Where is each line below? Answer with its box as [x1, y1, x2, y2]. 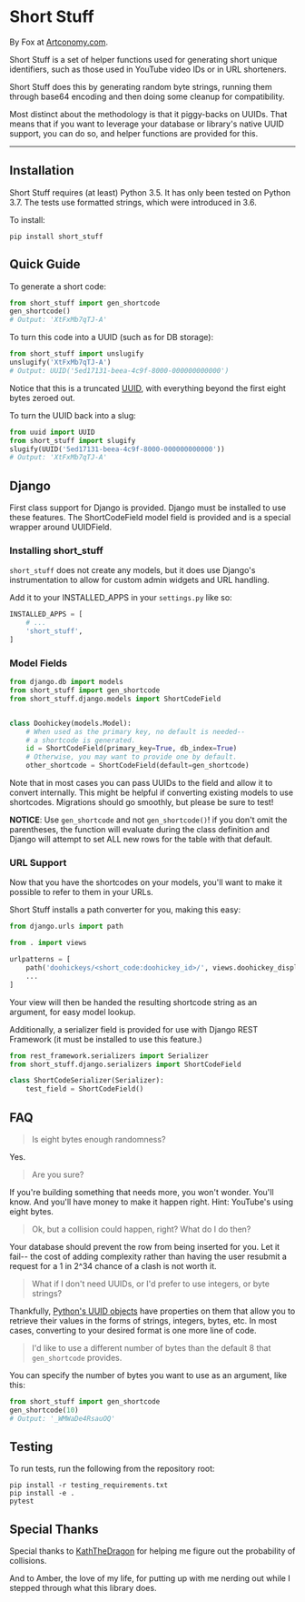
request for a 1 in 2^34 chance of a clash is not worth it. [9, 1260, 217, 1271]
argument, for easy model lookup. [9, 1006, 136, 1017]
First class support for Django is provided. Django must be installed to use [9, 502, 287, 513]
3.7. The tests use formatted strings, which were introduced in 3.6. [9, 196, 257, 207]
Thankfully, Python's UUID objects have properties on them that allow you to [9, 1305, 296, 1316]
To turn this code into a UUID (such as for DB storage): [9, 332, 214, 343]
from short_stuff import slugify [9, 436, 136, 445]
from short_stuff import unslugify [9, 349, 144, 358]
